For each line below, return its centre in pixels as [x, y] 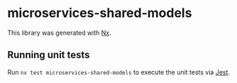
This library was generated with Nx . [59, 33]
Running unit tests [49, 55]
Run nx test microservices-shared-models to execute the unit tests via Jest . [119, 72]
